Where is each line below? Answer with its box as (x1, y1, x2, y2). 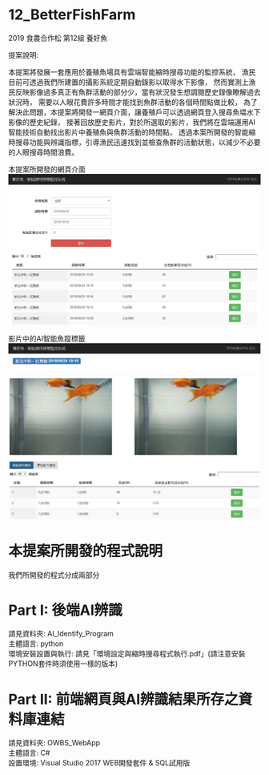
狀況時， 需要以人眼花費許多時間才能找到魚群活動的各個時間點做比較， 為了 (8, 97, 258, 107)
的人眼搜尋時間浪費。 (8, 147, 78, 157)
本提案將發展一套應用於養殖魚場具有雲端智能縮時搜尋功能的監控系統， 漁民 (8, 67, 256, 77)
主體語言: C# (8, 748, 50, 758)
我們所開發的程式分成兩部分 (8, 570, 100, 579)
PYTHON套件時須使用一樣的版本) (8, 659, 118, 668)
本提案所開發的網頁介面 (8, 164, 86, 174)
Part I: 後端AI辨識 (8, 601, 122, 619)
